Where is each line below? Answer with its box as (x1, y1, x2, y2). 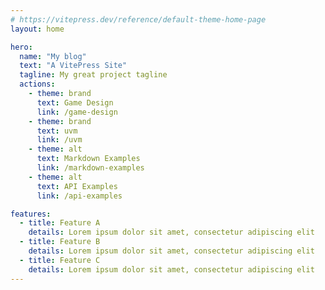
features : (10, 209, 52, 219)
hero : (10, 42, 33, 52)
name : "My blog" (19, 51, 87, 61)
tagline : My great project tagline (19, 70, 168, 80)
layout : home (10, 24, 65, 34)
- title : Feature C (19, 255, 101, 265)
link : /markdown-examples (36, 163, 145, 173)
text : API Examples (36, 181, 118, 191)
